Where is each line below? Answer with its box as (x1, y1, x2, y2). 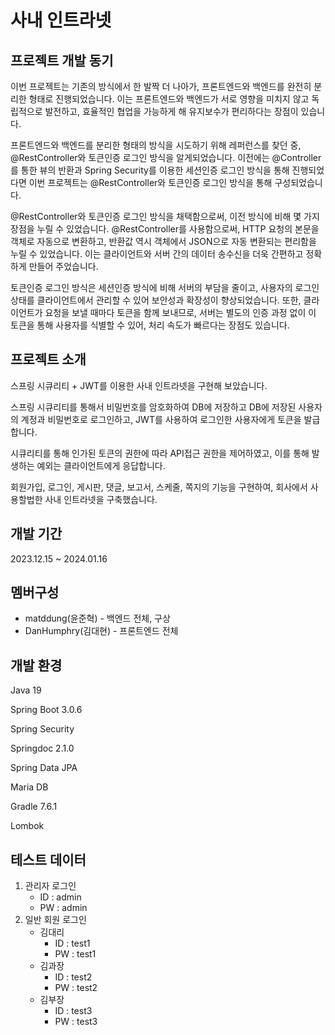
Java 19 (10, 684, 42, 696)
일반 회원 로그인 (24, 914, 87, 926)
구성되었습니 (274, 177, 323, 188)
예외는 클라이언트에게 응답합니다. (36, 459, 166, 471)
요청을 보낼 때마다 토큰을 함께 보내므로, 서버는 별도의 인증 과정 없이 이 (44, 307, 317, 318)
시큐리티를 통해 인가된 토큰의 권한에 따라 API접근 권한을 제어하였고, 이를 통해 (10, 447, 310, 459)
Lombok (10, 820, 45, 832)
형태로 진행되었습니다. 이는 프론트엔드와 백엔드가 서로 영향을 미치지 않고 (28, 93, 310, 105)
